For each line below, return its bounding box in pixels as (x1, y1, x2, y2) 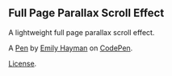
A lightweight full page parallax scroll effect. (8, 27, 155, 37)
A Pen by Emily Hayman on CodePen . (8, 43, 133, 53)
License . (8, 58, 37, 68)
